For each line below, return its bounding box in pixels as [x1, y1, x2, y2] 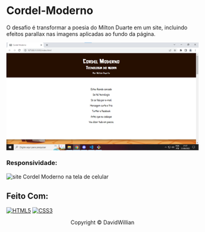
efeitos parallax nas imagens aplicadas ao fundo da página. [6, 30, 156, 37]
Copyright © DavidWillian [70, 219, 135, 226]
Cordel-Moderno [6, 4, 93, 18]
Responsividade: [6, 159, 58, 167]
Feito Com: [6, 191, 49, 201]
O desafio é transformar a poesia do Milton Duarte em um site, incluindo [6, 24, 188, 31]
